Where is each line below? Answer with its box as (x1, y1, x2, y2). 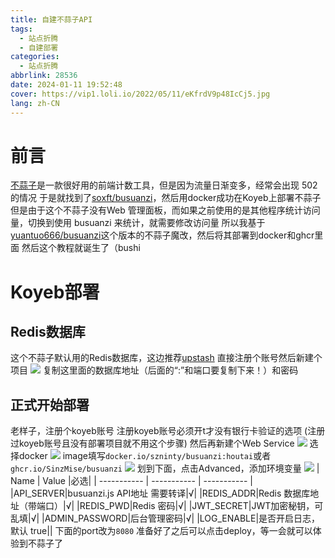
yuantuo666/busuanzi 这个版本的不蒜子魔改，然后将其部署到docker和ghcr (10, 229, 315, 241)
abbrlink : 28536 (10, 71, 78, 81)
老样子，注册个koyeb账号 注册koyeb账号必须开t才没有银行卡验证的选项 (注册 (10, 425, 326, 437)
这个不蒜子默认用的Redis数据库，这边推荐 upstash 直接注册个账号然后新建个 (10, 352, 323, 364)
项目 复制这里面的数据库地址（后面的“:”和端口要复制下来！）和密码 (10, 364, 299, 376)
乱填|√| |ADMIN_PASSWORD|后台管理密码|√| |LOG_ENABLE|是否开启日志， (10, 512, 321, 525)
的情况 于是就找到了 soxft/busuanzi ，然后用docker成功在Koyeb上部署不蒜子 (10, 192, 322, 204)
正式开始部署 (10, 396, 90, 413)
